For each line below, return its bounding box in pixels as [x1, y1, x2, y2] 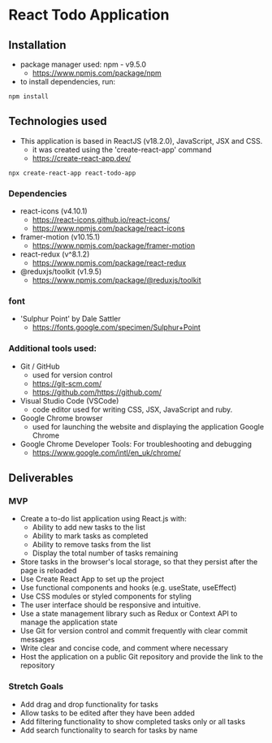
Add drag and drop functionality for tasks [19, 699, 158, 709]
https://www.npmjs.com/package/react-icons [32, 223, 185, 233]
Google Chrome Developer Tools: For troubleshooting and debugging [19, 438, 252, 448]
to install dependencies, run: [19, 77, 116, 86]
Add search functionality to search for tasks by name [19, 725, 198, 735]
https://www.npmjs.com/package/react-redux [32, 258, 187, 268]
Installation [8, 38, 67, 52]
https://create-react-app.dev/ [32, 153, 132, 163]
